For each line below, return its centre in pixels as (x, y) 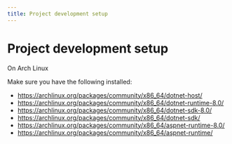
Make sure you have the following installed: (70, 81)
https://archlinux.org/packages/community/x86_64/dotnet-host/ (110, 95)
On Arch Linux (28, 68)
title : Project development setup (58, 14)
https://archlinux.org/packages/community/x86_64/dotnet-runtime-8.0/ (121, 103)
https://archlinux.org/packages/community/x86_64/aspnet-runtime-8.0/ (121, 125)
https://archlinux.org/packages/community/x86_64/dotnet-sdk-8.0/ (115, 110)
